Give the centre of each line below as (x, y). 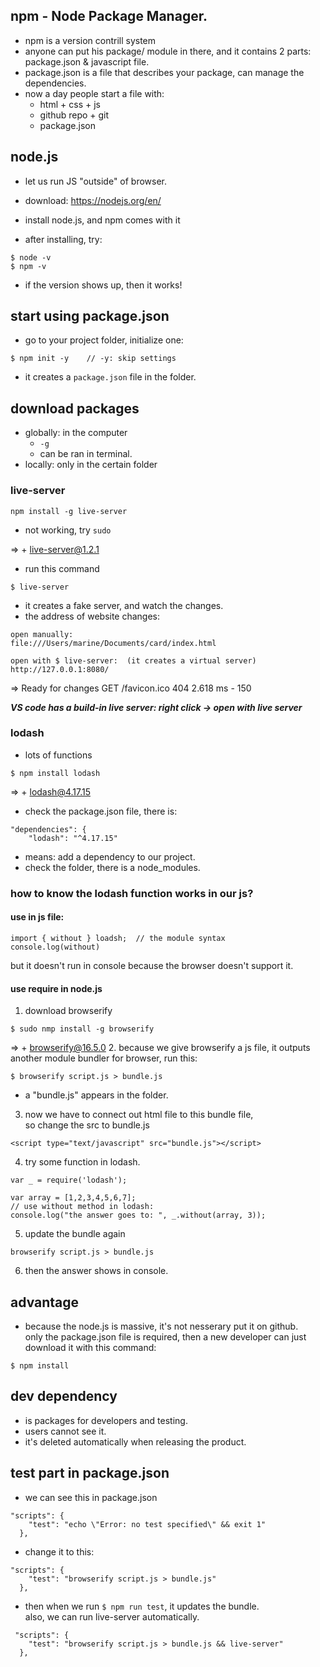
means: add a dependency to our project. (110, 856)
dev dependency (64, 1396)
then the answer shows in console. (96, 1271)
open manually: (42, 634)
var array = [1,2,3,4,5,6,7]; (73, 1198)
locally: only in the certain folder (91, 465)
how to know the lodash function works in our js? (132, 893)
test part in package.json (90, 1473)
